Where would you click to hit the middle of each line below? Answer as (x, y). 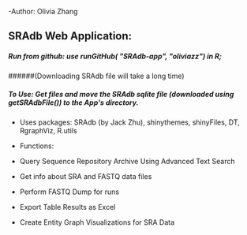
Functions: (37, 146)
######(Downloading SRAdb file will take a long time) (96, 76)
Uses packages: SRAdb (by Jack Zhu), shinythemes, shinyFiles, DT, (130, 122)
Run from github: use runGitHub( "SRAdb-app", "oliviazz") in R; (115, 56)
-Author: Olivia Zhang (43, 11)
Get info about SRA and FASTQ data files (86, 177)
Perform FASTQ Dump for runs (69, 192)
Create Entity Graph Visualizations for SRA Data (97, 222)
